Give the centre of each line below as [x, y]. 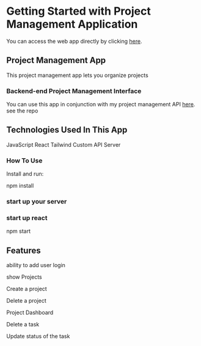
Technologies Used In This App [67, 130]
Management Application [72, 24]
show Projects [24, 277]
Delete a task [23, 325]
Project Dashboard [30, 312]
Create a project [27, 289]
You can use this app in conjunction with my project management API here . [101, 105]
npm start [19, 231]
